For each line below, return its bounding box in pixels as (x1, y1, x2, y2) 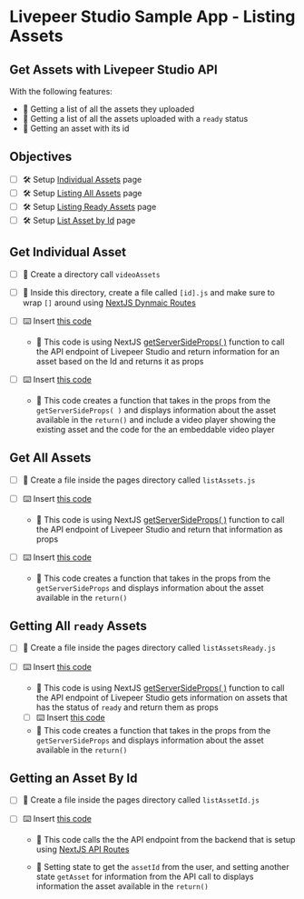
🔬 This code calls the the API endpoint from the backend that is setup (35, 834, 296, 845)
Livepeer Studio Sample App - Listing (9, 6, 296, 27)
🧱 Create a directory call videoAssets (22, 268, 161, 279)
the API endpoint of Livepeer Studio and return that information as (35, 524, 283, 534)
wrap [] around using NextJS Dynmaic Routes (22, 297, 197, 308)
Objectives (9, 149, 73, 165)
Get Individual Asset (9, 245, 127, 260)
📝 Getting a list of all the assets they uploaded (22, 104, 195, 115)
